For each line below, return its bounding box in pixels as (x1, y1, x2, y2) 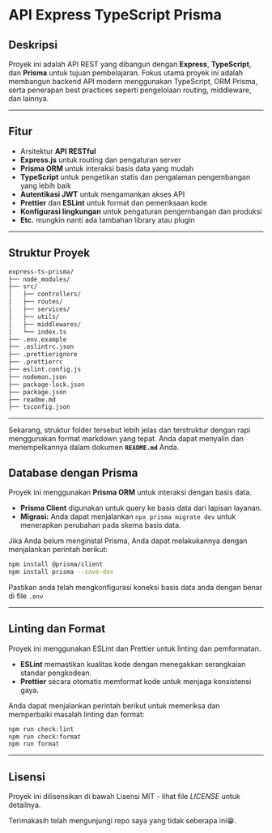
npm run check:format (8, 733, 82, 741)
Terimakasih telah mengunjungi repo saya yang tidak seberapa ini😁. (8, 816, 237, 826)
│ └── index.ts (8, 328, 67, 336)
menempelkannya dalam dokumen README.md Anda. (8, 443, 180, 453)
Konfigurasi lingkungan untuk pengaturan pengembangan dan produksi (19, 206, 262, 216)
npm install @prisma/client (8, 560, 104, 568)
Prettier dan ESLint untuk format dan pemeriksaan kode (19, 198, 208, 207)
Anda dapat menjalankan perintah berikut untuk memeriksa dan (8, 700, 220, 710)
